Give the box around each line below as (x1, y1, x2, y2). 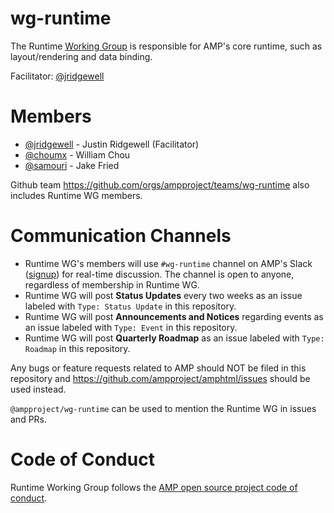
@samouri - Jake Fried (24, 159, 120, 171)
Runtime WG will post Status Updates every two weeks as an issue (24, 289, 303, 301)
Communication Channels (10, 225, 232, 247)
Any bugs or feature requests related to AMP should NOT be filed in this (10, 362, 307, 374)
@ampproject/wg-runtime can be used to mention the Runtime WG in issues (10, 402, 317, 414)
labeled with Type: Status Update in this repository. (24, 300, 237, 312)
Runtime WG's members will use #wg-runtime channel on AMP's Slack (24, 257, 313, 269)
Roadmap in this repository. (24, 342, 131, 354)
